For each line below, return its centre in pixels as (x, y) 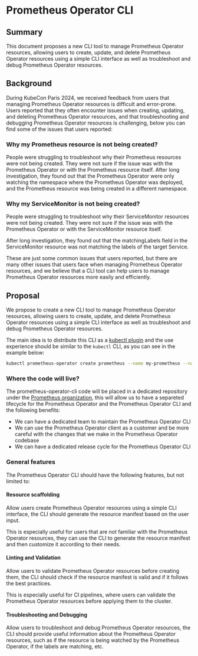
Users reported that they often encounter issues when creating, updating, (95, 110)
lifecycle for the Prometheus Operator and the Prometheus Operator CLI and (99, 404)
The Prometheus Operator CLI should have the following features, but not (95, 475)
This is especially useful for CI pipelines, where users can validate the (91, 595)
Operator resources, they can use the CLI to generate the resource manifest (98, 538)
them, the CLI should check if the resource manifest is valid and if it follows (97, 577)
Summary (24, 32)
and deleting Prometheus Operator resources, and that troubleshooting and (98, 116)
